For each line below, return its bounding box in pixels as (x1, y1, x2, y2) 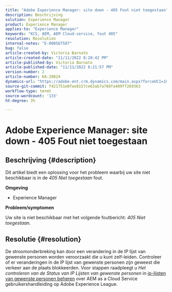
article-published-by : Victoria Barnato (5, 60, 93, 65)
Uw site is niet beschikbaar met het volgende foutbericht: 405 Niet (5, 215, 146, 221)
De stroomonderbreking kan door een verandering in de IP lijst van (5, 248, 146, 255)
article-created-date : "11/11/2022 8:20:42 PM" (5, 55, 109, 60)
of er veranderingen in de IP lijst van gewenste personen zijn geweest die (5, 259, 160, 265)
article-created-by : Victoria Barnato (5, 50, 88, 55)
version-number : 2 (5, 70, 45, 75)
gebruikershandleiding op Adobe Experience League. (5, 281, 118, 287)
